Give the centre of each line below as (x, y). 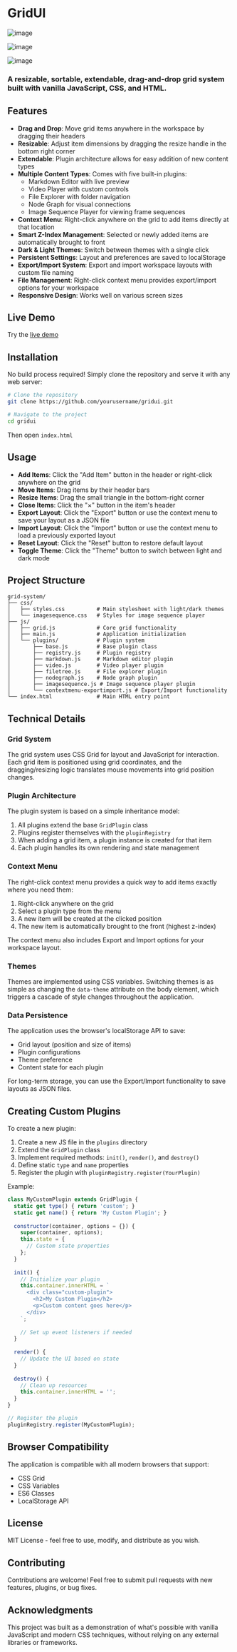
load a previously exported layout (67, 535)
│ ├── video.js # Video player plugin (85, 665)
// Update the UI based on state (70, 1359)
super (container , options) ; (62, 1233)
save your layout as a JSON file (64, 520)
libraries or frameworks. (43, 1643)
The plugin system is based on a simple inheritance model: (94, 811)
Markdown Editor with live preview (79, 181)
